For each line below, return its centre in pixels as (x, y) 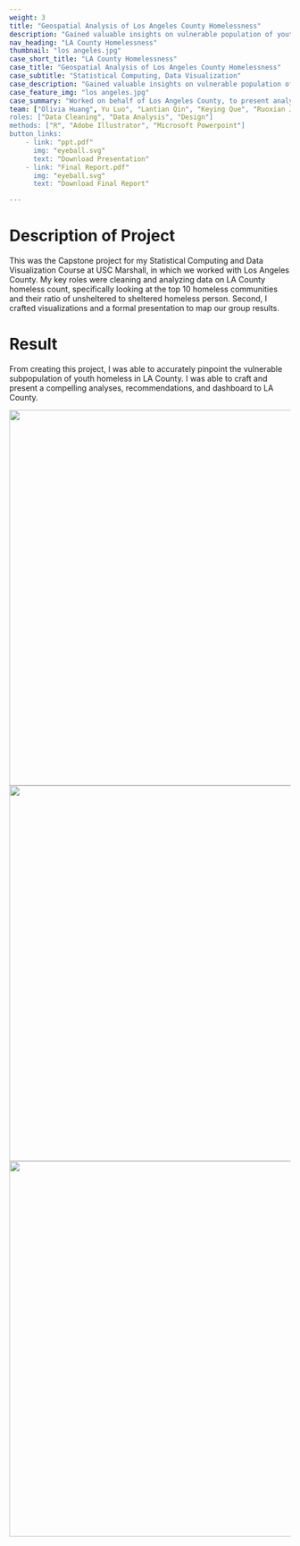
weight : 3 (28, 17)
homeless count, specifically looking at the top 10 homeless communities (144, 289)
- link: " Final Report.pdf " (77, 167)
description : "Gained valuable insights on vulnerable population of (142, 34)
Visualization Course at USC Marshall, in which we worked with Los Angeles (150, 270)
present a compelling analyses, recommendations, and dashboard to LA (142, 388)
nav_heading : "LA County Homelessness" (83, 42)
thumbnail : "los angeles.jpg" (66, 51)
